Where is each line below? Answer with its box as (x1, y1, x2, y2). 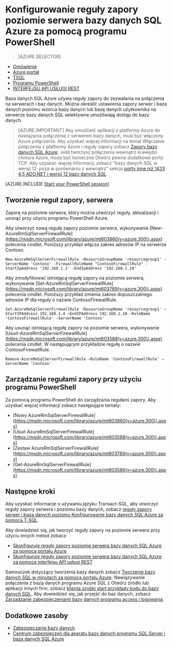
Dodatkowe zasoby (5, 611, 68, 620)
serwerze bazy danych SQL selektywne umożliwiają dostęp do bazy (5, 112, 150, 118)
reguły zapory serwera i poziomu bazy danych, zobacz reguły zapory (5, 506, 152, 513)
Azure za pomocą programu (5, 26, 127, 37)
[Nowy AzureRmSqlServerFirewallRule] (12, 412, 96, 418)
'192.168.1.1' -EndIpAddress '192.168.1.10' (40, 266, 137, 271)
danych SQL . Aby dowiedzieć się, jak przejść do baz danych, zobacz (5, 591, 151, 597)
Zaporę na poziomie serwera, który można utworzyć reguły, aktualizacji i (5, 209, 159, 216)
